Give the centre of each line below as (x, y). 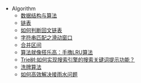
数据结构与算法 (39, 15)
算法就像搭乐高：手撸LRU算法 (57, 52)
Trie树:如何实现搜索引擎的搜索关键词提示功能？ (78, 59)
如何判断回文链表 (41, 30)
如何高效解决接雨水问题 (49, 74)
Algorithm (24, 9)
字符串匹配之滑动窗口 (46, 37)
